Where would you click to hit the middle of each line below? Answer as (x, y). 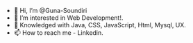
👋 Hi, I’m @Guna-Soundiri (50, 11)
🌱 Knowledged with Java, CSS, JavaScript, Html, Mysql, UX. (100, 25)
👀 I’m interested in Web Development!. (68, 18)
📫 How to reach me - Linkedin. (59, 33)
